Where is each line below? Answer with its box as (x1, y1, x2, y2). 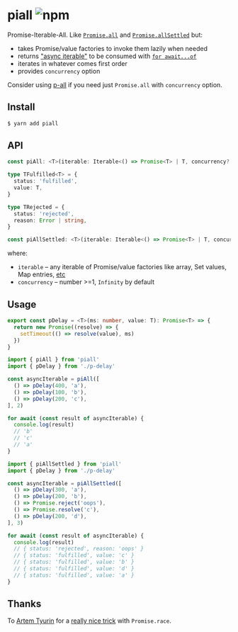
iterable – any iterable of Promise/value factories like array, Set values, (17, 263, 227, 271)
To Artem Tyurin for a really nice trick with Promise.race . (7, 616, 171, 625)
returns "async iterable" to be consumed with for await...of (17, 52, 197, 60)
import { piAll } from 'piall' (7, 356, 100, 363)
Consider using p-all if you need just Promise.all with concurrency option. (7, 80, 223, 89)
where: (7, 249, 28, 258)
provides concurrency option (17, 67, 101, 75)
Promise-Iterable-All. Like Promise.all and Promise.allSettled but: (7, 30, 203, 39)
